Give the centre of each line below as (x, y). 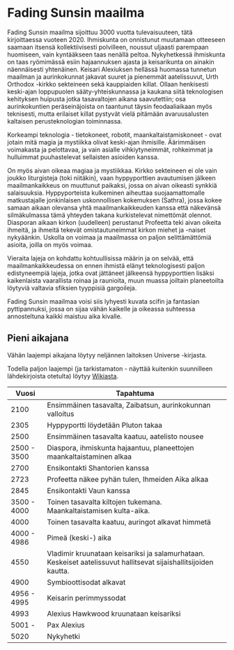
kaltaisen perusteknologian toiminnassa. (65, 121)
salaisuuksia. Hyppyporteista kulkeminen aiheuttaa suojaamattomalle (106, 193)
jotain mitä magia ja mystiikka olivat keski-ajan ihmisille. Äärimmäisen (106, 142)
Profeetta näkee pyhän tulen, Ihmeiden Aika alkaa (128, 479)
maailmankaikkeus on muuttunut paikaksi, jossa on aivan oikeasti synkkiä (112, 185)
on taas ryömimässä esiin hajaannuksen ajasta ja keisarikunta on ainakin (111, 61)
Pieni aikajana (38, 338)
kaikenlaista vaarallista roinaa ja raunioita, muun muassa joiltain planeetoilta (116, 280)
